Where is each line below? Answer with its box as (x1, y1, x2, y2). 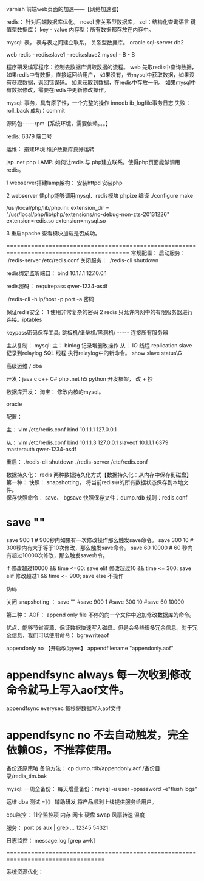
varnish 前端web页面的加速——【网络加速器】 (6, 5, 123, 12)
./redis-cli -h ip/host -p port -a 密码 (6, 296, 95, 302)
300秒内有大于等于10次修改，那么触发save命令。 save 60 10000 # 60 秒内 (6, 544, 193, 551)
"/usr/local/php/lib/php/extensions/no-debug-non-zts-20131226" (6, 211, 170, 218)
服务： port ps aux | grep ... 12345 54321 (6, 824, 108, 831)
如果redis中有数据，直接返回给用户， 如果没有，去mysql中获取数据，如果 (6, 71, 189, 78)
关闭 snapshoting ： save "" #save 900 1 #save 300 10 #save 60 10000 (6, 598, 185, 605)
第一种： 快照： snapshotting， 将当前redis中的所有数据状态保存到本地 (6, 479, 183, 486)
